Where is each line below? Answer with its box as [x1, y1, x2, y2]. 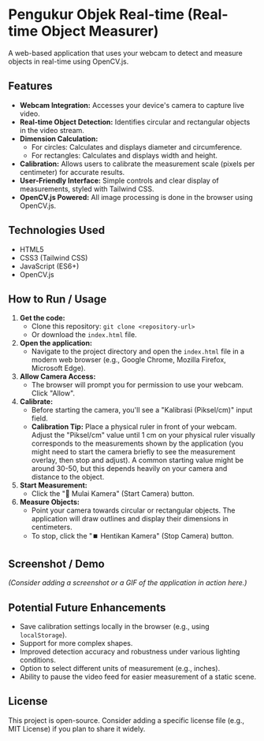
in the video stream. [19, 125, 85, 135]
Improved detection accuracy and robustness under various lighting [19, 647, 240, 656]
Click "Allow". [31, 388, 76, 398]
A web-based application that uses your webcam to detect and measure [8, 48, 243, 57]
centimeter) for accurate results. [19, 167, 125, 176]
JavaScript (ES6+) [19, 261, 80, 271]
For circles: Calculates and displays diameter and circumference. [31, 142, 243, 151]
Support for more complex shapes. [19, 639, 133, 647]
